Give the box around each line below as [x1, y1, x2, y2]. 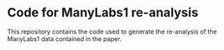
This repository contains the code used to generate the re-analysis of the [7, 27, 217, 36]
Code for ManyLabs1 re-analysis [7, 5, 199, 21]
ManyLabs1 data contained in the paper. [7, 34, 122, 42]
